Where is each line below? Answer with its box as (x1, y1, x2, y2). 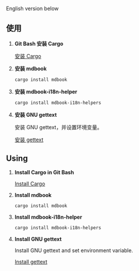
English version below (6, 5, 59, 12)
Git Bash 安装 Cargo (14, 40, 64, 47)
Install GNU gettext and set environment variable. (14, 247, 133, 254)
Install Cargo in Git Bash (14, 169, 74, 176)
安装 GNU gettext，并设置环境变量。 (14, 123, 103, 131)
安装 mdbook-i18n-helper (14, 88, 78, 95)
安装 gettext (14, 136, 44, 143)
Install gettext (14, 258, 48, 266)
